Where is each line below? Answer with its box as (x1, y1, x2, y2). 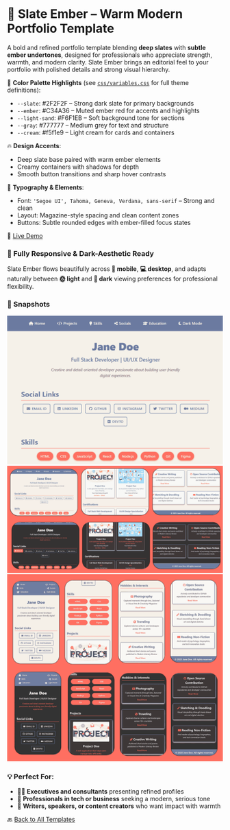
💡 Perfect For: (7, 772, 55, 781)
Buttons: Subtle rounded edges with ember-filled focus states (16, 218, 191, 226)
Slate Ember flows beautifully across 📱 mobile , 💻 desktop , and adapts (7, 265, 207, 273)
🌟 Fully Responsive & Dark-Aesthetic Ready (7, 248, 154, 258)
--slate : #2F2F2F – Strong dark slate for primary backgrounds (16, 99, 194, 107)
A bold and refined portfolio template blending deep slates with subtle (7, 43, 207, 51)
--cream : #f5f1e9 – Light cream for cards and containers (16, 128, 175, 137)
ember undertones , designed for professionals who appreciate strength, (7, 51, 213, 59)
